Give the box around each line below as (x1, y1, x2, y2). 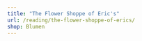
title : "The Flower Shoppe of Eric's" (7, 10, 120, 17)
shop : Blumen (7, 23, 45, 30)
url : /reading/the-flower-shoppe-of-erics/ (7, 17, 136, 24)
